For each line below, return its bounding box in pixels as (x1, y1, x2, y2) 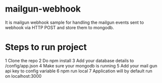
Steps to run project (5, 42, 87, 53)
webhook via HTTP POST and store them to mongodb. (5, 24, 114, 30)
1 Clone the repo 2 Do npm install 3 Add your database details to (5, 57, 134, 64)
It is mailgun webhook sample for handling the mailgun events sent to (5, 19, 144, 25)
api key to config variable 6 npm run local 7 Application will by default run (5, 68, 152, 74)
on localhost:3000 (5, 73, 42, 79)
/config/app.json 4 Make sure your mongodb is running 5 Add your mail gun (5, 63, 158, 68)
